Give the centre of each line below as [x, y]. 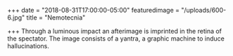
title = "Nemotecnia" [56, 17]
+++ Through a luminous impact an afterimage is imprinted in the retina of [115, 31]
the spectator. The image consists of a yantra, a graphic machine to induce [116, 38]
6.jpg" [16, 17]
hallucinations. [28, 46]
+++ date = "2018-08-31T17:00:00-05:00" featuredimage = [94, 10]
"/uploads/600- [203, 10]
